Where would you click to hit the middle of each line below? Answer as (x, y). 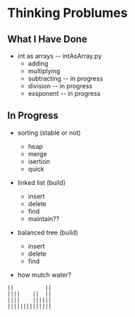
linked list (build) (41, 182)
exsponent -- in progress (64, 94)
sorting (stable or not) (49, 133)
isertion (39, 161)
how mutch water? (44, 275)
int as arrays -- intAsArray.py (59, 56)
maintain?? (44, 219)
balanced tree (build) (48, 232)
